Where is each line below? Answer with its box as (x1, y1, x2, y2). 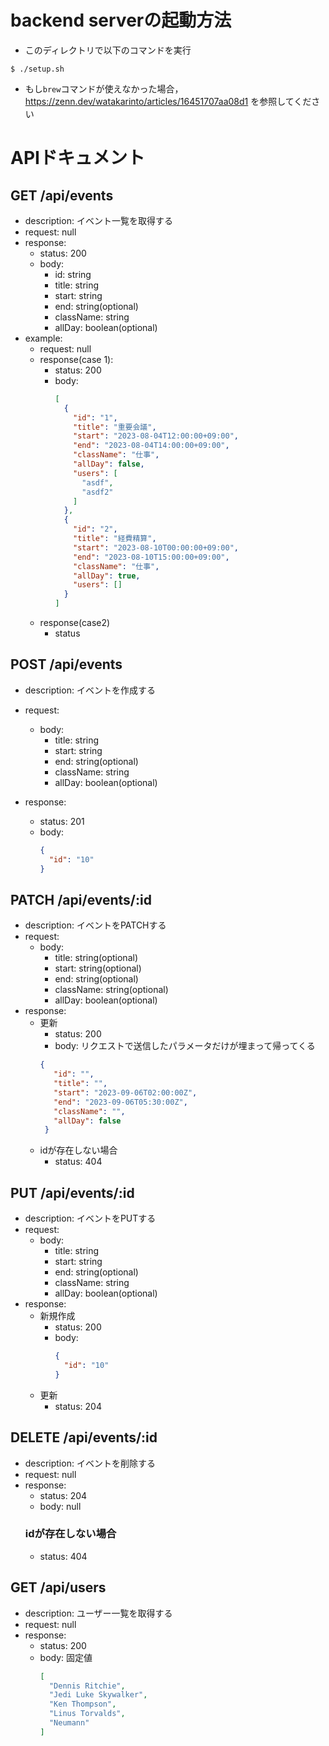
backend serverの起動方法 (10, 9, 232, 32)
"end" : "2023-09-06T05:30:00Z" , (53, 1097, 188, 1107)
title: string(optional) (54, 952, 139, 964)
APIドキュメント (10, 147, 145, 170)
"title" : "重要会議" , (73, 422, 157, 432)
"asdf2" (81, 487, 114, 497)
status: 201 (39, 815, 85, 827)
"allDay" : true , (73, 571, 141, 581)
